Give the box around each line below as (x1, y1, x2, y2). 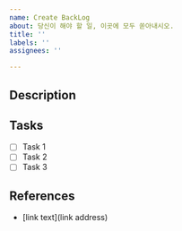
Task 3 (22, 162, 48, 173)
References (9, 188, 75, 203)
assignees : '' (9, 47, 63, 56)
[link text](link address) (22, 212, 108, 223)
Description (9, 87, 76, 103)
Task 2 (22, 151, 48, 162)
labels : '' (9, 38, 50, 47)
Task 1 (22, 141, 47, 152)
